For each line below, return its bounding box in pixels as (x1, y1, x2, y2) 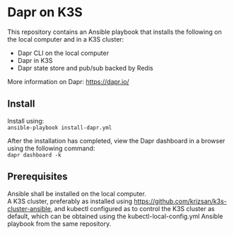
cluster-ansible (7, 204, 51, 212)
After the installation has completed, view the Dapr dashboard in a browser (7, 136, 226, 145)
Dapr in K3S (17, 56, 53, 64)
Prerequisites (7, 171, 68, 183)
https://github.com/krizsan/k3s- (134, 197, 228, 205)
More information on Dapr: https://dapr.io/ (7, 77, 129, 85)
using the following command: (7, 144, 95, 152)
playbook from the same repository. (7, 219, 112, 228)
